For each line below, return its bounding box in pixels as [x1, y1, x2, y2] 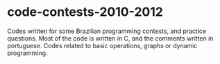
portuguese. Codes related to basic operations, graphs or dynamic [7, 41, 198, 50]
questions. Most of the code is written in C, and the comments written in [7, 34, 214, 42]
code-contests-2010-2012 [7, 4, 163, 20]
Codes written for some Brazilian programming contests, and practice [7, 27, 207, 35]
